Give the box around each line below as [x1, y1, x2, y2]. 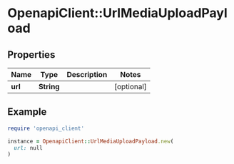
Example [7, 106, 47, 118]
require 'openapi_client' [7, 125, 84, 132]
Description [66, 70, 108, 79]
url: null [14, 144, 43, 151]
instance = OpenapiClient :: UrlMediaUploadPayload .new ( [7, 138, 174, 145]
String [38, 82, 60, 91]
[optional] [113, 82, 148, 91]
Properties [7, 48, 56, 61]
